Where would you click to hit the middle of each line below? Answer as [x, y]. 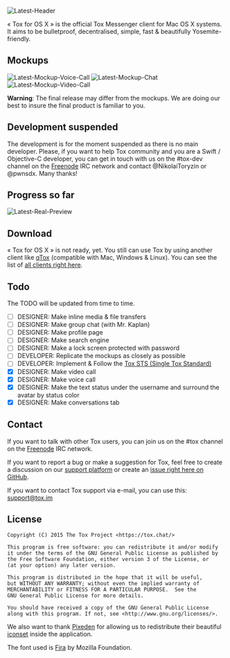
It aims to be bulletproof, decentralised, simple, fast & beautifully [99, 32]
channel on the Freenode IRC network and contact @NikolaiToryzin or [107, 166]
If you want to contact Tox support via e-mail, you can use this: [97, 490]
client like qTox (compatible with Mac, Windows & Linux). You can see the [112, 258]
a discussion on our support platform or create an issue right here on [106, 469]
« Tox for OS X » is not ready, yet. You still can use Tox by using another [110, 250]
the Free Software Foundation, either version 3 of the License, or [108, 560]
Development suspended [63, 127]
